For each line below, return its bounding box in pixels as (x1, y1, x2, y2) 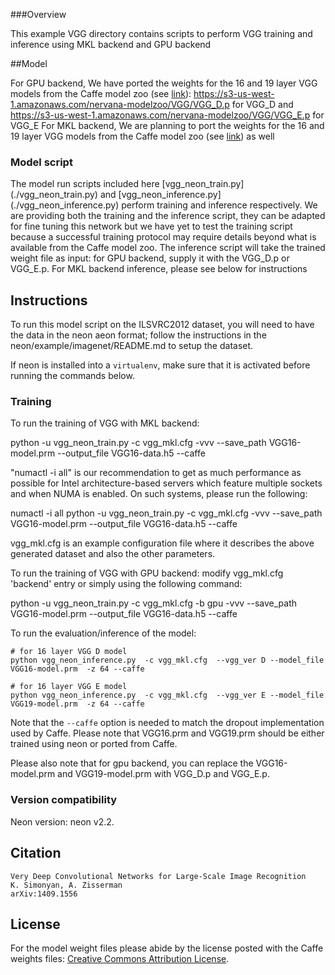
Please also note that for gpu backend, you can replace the (10, 757, 254, 769)
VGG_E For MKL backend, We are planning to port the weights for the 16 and (10, 120, 325, 131)
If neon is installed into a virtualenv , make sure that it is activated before (10, 359, 311, 371)
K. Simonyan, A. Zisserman (10, 880, 123, 890)
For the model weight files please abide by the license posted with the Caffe (10, 942, 324, 954)
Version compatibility (10, 793, 118, 807)
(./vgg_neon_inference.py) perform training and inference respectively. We (10, 199, 318, 211)
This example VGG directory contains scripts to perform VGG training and (10, 28, 313, 39)
